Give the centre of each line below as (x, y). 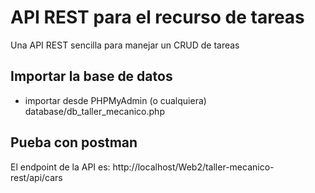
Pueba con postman (74, 142)
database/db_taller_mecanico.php (94, 111)
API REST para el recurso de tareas (157, 17)
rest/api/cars (36, 177)
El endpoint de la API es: (60, 167)
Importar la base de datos (91, 76)
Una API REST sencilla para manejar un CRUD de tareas (125, 45)
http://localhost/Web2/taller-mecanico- (193, 167)
